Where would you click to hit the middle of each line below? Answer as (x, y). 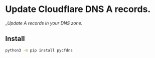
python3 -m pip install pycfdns (39, 50)
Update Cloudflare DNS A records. (78, 9)
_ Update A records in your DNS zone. (44, 23)
